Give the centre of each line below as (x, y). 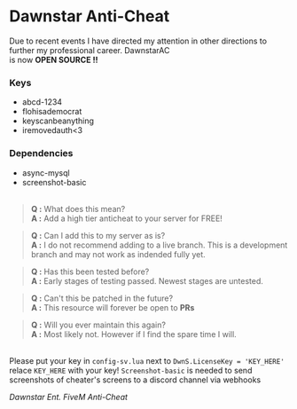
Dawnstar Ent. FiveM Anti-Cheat (69, 397)
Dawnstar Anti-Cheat (90, 16)
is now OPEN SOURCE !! (54, 59)
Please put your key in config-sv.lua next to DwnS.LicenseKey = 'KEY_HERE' (147, 360)
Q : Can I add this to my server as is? (98, 235)
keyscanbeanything (58, 121)
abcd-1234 (42, 102)
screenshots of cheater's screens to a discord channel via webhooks (135, 380)
